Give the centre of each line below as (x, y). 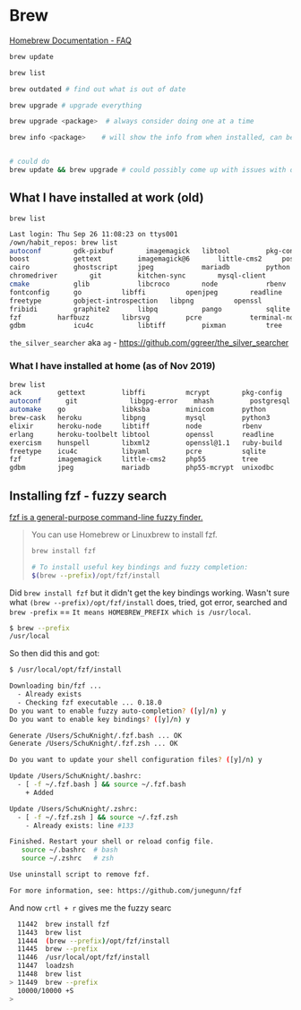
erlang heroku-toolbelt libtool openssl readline (142, 434)
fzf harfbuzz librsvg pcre (106, 317)
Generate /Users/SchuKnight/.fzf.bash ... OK (95, 735)
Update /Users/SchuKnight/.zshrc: (74, 809)
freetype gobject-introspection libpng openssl (136, 301)
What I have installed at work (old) (107, 198)
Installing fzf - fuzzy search (88, 496)
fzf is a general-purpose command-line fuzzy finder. (106, 517)
